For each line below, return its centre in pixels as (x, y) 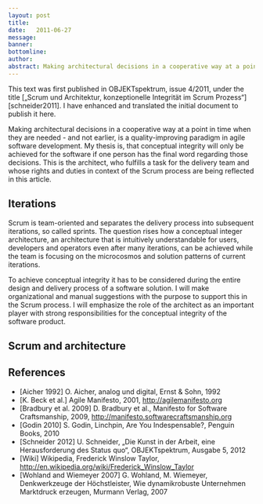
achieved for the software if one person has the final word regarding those (128, 154)
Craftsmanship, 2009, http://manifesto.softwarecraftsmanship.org (126, 416)
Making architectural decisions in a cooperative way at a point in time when (130, 129)
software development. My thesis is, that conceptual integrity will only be (126, 145)
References (37, 373)
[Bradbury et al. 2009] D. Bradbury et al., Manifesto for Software (123, 408)
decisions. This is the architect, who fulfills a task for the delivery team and (129, 163)
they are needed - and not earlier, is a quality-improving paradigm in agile (127, 137)
